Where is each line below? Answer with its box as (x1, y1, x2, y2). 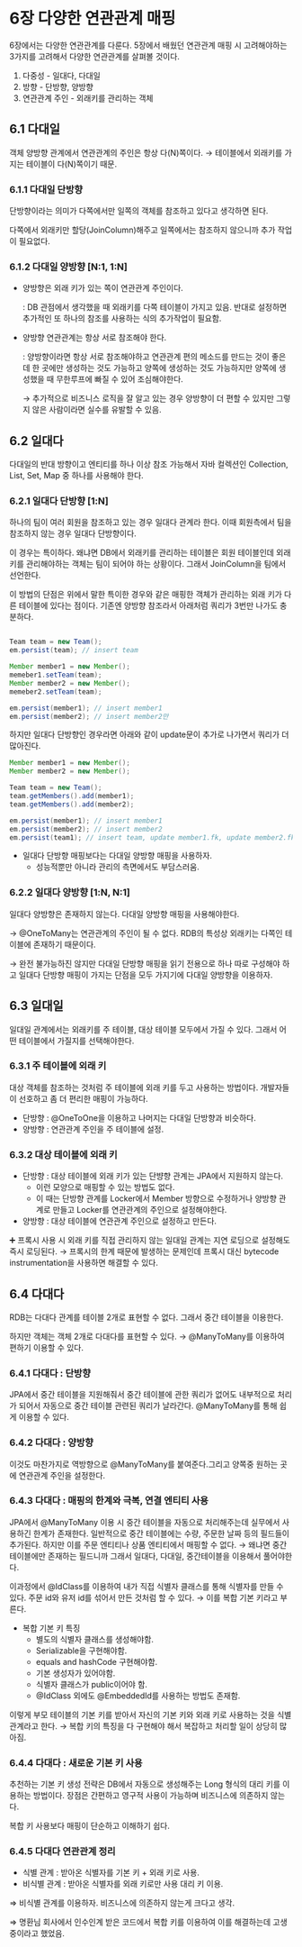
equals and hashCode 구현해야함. (35, 1656, 158, 1667)
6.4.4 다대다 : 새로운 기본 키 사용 (9, 1756, 143, 1769)
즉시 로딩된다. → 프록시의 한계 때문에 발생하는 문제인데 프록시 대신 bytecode (9, 1246, 280, 1257)
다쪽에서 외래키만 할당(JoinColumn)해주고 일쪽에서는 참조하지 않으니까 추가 (9, 224, 276, 235)
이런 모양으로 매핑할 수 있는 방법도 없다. (35, 1182, 175, 1193)
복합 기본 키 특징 (22, 1623, 81, 1633)
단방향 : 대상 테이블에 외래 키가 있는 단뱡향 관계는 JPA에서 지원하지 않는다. (22, 1170, 284, 1181)
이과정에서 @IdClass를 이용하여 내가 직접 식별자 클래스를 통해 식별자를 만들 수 (9, 1580, 284, 1591)
